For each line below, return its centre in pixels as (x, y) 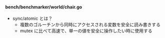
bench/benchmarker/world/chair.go (44, 7)
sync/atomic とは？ (32, 19)
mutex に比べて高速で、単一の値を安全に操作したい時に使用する (86, 31)
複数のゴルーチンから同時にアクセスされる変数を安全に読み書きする (90, 25)
